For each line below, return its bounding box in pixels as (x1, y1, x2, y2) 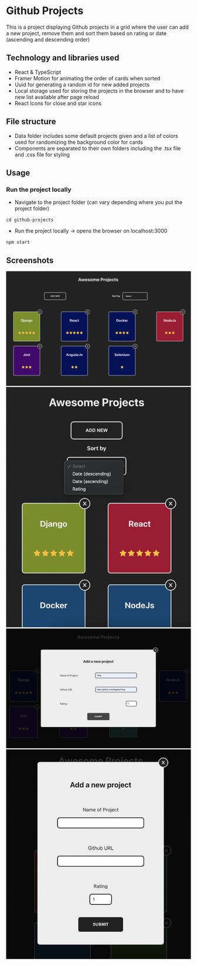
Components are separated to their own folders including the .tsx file (14, 145, 181, 152)
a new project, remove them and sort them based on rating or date (6, 29, 167, 36)
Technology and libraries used (6, 53, 120, 63)
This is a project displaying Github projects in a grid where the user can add (6, 23, 189, 30)
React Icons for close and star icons (14, 100, 101, 107)
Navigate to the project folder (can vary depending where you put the (14, 199, 183, 206)
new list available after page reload (14, 93, 100, 100)
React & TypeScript (14, 69, 62, 76)
